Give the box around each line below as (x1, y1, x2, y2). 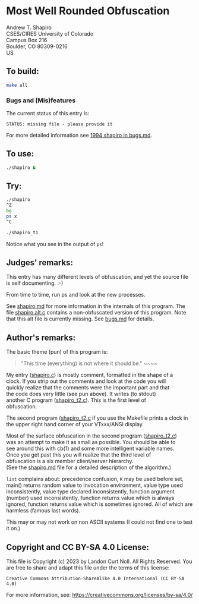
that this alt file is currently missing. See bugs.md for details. (6, 315, 154, 322)
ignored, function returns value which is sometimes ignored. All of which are (6, 501, 193, 508)
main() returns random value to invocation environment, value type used (6, 482, 183, 489)
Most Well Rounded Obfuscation (6, 4, 170, 18)
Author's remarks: (6, 332, 76, 342)
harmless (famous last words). (6, 507, 81, 514)
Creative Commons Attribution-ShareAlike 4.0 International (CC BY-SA (6, 575, 185, 582)
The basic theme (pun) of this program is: (6, 348, 108, 356)
